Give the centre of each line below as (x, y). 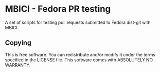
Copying (18, 43)
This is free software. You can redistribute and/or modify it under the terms (80, 54)
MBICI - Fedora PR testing (58, 9)
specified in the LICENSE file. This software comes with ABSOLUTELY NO (79, 60)
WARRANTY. (18, 65)
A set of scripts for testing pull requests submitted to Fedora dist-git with (78, 22)
